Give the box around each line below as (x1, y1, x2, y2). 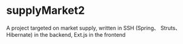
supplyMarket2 (6, 4, 85, 17)
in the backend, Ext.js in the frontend (34, 31, 126, 38)
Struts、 (160, 24, 181, 31)
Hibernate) (6, 31, 33, 38)
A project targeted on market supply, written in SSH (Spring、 (6, 24, 159, 31)
